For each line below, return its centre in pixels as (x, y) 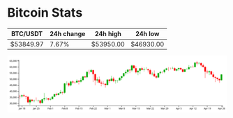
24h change (68, 34)
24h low (147, 34)
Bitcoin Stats (45, 13)
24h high (108, 34)
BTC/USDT (27, 34)
